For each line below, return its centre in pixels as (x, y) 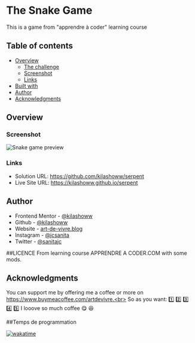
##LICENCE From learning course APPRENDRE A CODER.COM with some (97, 253)
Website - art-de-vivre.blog (48, 228)
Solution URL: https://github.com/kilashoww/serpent (80, 176)
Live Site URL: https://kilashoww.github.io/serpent (76, 182)
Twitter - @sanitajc (38, 241)
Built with (26, 86)
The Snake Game (49, 10)
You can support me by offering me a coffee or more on (75, 293)
